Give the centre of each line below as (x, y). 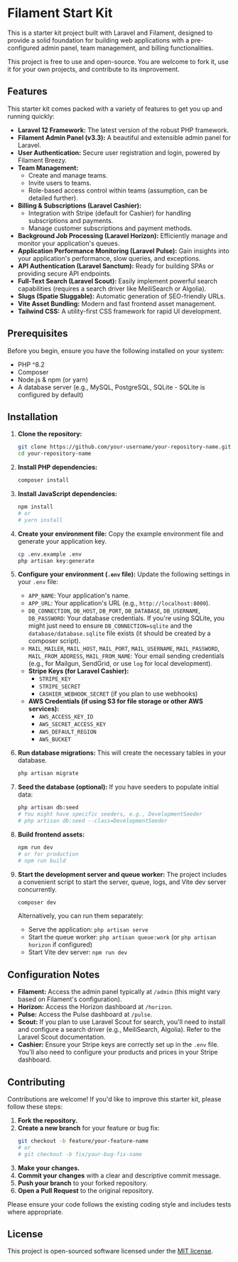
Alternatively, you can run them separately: (81, 916)
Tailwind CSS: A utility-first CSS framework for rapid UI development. (119, 311)
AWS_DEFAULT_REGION (68, 732)
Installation (33, 417)
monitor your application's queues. (69, 243)
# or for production (48, 854)
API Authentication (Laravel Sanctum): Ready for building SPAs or (116, 266)
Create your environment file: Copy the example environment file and (120, 534)
